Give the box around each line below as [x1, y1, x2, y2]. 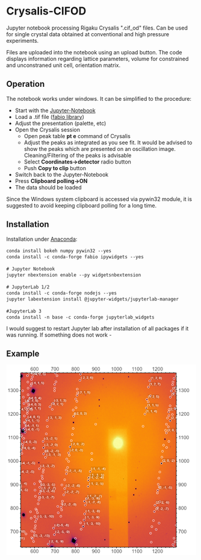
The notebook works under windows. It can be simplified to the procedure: [6, 95, 191, 102]
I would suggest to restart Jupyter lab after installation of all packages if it [6, 325, 189, 332]
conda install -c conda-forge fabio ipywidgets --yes [6, 253, 144, 260]
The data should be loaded [14, 183, 82, 191]
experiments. [6, 37, 39, 44]
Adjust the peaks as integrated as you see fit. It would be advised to [23, 139, 193, 146]
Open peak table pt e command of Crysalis [23, 132, 131, 139]
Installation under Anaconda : [6, 235, 78, 243]
